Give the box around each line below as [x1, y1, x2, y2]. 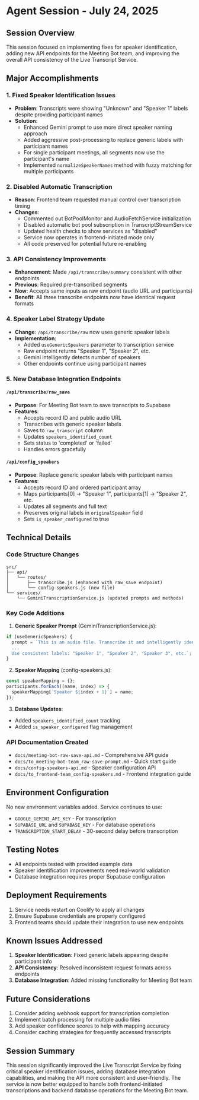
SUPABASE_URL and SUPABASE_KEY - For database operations [14, 821, 156, 828]
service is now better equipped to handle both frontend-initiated [6, 1080, 163, 1088]
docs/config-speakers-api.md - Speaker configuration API [14, 764, 156, 771]
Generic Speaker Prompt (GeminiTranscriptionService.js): [14, 622, 157, 629]
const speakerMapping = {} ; [6, 678, 76, 684]
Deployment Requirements [6, 890, 107, 901]
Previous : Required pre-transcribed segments [14, 281, 127, 289]
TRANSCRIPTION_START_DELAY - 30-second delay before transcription [14, 827, 178, 835]
